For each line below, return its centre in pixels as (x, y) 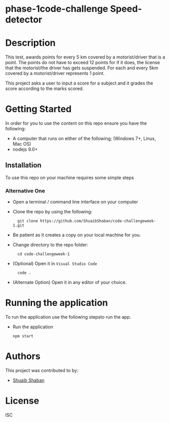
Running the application (57, 303)
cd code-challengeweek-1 (44, 254)
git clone (28, 221)
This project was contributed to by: (42, 371)
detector (24, 20)
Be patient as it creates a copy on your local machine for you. (77, 235)
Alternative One (25, 190)
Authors (23, 356)
